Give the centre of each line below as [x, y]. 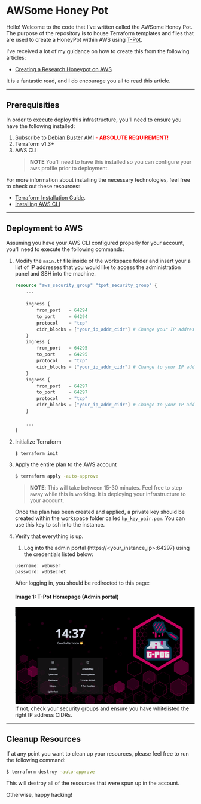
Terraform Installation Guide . [50, 197]
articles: [16, 57]
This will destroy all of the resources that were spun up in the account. [93, 783]
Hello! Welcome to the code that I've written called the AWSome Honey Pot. [99, 27]
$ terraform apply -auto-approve [57, 476]
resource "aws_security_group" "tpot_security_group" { [86, 285]
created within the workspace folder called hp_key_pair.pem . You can [100, 518]
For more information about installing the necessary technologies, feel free [98, 179]
